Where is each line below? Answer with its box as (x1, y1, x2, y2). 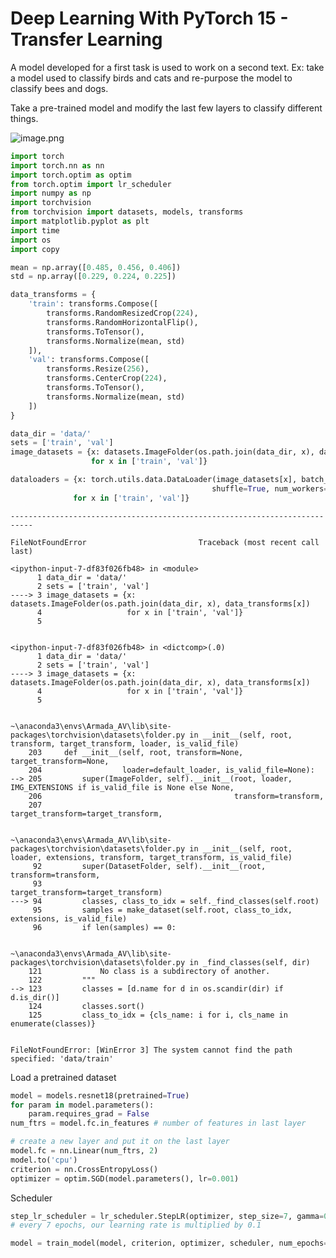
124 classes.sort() (28, 1001, 145, 1011)
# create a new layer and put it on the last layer (10, 1137, 230, 1147)
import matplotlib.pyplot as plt (10, 217, 150, 227)
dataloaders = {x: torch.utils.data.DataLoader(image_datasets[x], (10, 475, 298, 485)
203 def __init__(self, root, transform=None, (28, 747, 244, 757)
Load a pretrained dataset (10, 1071, 117, 1083)
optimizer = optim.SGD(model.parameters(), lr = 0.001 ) (10, 1173, 240, 1184)
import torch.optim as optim (10, 170, 132, 180)
